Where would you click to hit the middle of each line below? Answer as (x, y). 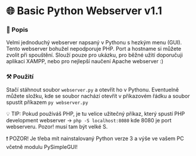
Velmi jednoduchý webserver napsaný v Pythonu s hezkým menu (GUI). (94, 43)
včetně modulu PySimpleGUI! (42, 147)
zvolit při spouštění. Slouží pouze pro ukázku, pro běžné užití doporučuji (94, 55)
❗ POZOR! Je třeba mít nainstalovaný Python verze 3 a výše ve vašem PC (95, 138)
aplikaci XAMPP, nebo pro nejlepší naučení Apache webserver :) (85, 61)
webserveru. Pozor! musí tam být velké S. (57, 126)
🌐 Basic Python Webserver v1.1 (84, 11)
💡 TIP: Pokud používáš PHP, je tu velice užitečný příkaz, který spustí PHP (96, 113)
